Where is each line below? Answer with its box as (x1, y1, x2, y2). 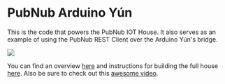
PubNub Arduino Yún (7, 5, 133, 21)
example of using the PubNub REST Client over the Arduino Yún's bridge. (7, 35, 218, 43)
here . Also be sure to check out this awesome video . (7, 69, 159, 77)
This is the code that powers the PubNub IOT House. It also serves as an (7, 28, 217, 36)
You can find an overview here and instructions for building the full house (7, 61, 219, 70)
